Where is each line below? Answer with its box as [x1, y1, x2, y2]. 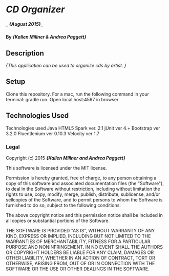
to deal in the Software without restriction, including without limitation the [6, 186, 160, 192]
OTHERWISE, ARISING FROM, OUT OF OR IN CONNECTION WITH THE [6, 260, 155, 266]
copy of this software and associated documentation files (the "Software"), [6, 180, 164, 186]
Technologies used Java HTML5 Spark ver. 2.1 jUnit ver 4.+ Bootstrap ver [6, 125, 160, 131]
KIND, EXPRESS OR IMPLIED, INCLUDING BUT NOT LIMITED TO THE [6, 233, 151, 239]
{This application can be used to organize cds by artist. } [6, 62, 127, 68]
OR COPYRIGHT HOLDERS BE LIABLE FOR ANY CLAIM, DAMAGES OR [6, 249, 154, 255]
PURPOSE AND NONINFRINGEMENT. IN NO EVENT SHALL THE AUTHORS [6, 244, 163, 250]
